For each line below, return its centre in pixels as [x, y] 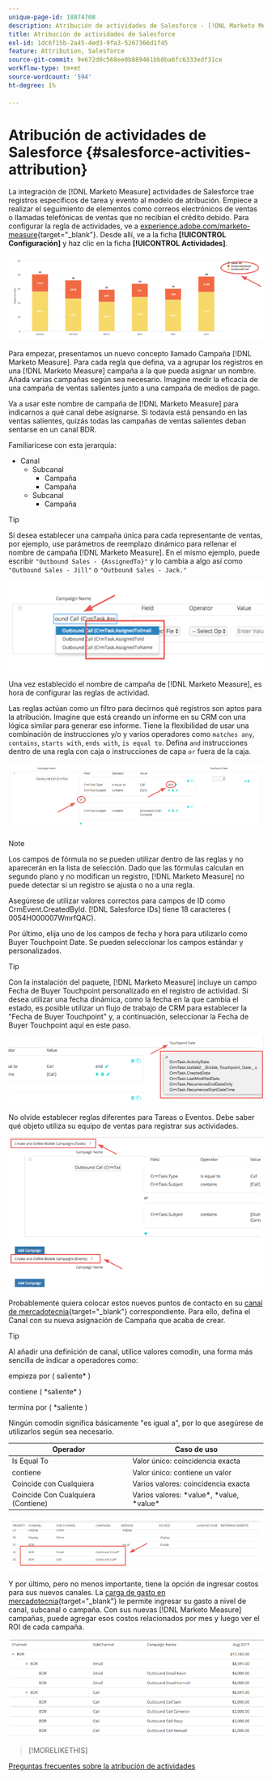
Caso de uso [196, 1449]
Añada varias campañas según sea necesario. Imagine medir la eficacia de [133, 380]
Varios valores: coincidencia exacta [191, 1483]
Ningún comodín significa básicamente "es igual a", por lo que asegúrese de [136, 1423]
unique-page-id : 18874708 [52, 17]
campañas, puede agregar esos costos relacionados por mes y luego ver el [134, 1618]
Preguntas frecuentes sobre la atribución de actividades [102, 1766]
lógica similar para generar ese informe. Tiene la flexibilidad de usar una [129, 726]
